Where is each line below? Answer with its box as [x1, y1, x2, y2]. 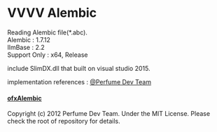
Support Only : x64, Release [7, 51, 88, 59]
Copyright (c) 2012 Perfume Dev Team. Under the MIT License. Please [7, 110, 211, 118]
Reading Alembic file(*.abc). [7, 28, 87, 37]
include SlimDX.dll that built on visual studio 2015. [7, 64, 150, 72]
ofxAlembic [7, 93, 42, 103]
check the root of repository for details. [7, 117, 120, 126]
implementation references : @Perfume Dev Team [7, 77, 152, 86]
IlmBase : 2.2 [7, 43, 45, 51]
